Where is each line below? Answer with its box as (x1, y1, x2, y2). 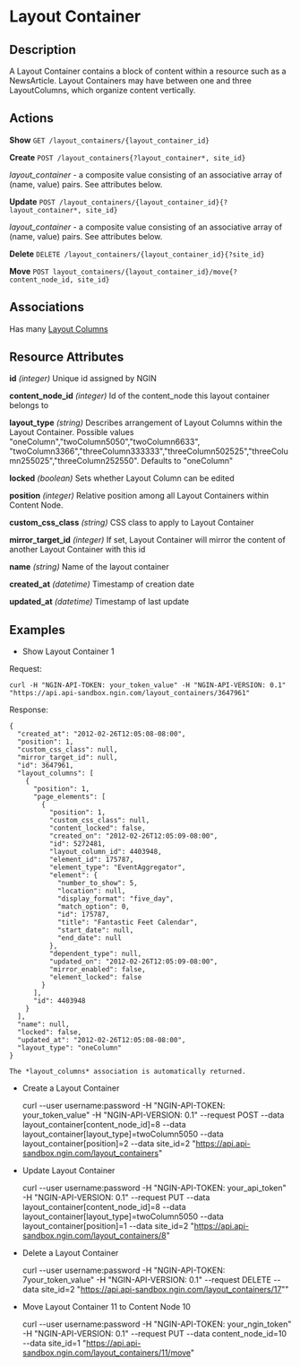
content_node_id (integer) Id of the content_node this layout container (9, 390, 270, 401)
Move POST (9, 266, 49, 276)
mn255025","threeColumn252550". (9, 456, 140, 466)
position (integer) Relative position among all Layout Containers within (9, 491, 270, 501)
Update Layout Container (21, 1165, 116, 1176)
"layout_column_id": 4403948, (48, 848, 163, 857)
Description (9, 42, 76, 57)
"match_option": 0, (56, 902, 130, 911)
